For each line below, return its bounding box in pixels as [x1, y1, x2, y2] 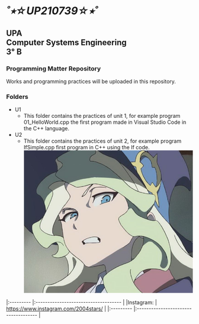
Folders [6, 92, 28, 101]
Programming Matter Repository [6, 64, 101, 72]
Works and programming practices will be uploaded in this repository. [6, 78, 176, 85]
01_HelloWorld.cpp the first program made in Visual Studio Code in [23, 118, 187, 126]
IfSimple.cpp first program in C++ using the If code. [23, 144, 150, 151]
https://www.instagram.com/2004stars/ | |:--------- [6, 305, 133, 312]
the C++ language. [23, 125, 70, 132]
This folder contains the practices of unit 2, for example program [23, 137, 182, 145]
